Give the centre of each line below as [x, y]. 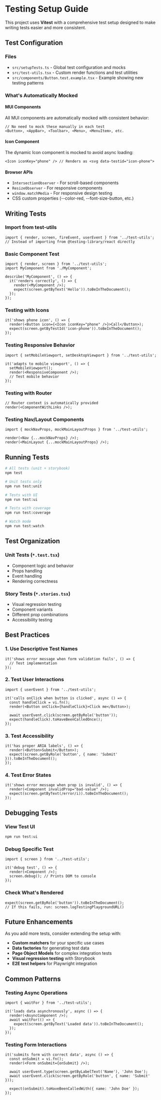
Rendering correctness [35, 581]
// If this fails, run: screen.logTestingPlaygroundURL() [65, 907]
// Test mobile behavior [34, 377]
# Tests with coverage [28, 508]
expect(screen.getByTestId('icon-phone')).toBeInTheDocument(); [75, 329]
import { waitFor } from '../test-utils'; [48, 1003]
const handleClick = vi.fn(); [40, 702]
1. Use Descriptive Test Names [42, 649]
